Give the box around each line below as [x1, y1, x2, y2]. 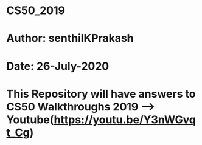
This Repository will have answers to [6, 87, 196, 101]
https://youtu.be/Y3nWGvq [54, 113, 197, 126]
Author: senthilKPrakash [6, 32, 134, 46]
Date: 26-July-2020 [6, 59, 110, 73]
